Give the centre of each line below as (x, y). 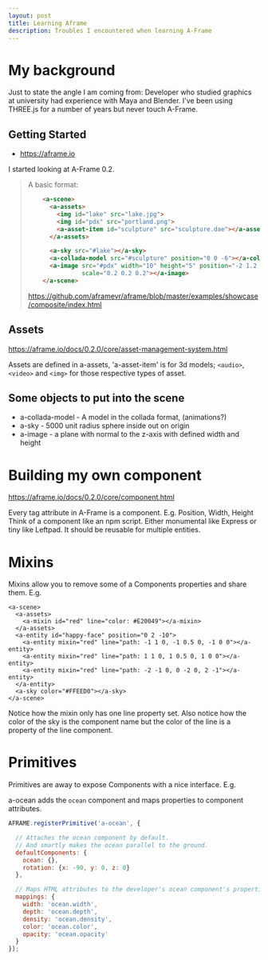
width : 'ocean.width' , (60, 905)
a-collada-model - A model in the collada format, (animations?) (123, 418)
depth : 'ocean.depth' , (60, 912)
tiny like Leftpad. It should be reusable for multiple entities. (104, 530)
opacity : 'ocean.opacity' (66, 934)
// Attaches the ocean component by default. (93, 838)
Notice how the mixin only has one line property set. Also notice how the (128, 714)
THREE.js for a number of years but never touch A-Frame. (103, 110)
